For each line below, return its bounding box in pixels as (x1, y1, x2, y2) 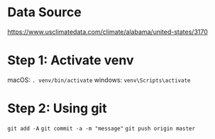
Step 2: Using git (7, 100, 107, 116)
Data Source (7, 4, 82, 20)
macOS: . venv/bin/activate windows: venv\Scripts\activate (7, 75, 191, 84)
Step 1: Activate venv (7, 52, 134, 68)
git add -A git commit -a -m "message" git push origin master (7, 125, 196, 132)
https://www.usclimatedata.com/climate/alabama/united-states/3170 (7, 28, 208, 36)
